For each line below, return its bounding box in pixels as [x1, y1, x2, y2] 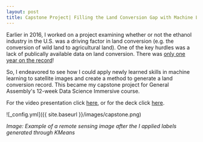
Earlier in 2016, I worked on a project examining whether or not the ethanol [6, 31, 192, 38]
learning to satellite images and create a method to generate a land [6, 75, 173, 82]
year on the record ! [6, 57, 54, 64]
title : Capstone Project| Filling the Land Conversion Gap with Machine [6, 14, 193, 20]
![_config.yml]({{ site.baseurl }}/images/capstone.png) [6, 111, 142, 118]
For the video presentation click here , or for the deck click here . [6, 99, 165, 106]
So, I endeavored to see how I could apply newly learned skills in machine [6, 68, 190, 75]
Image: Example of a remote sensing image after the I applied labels [6, 122, 177, 129]
